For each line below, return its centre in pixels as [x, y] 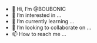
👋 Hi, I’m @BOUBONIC [39, 9]
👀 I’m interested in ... [36, 15]
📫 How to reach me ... [39, 34]
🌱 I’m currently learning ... [43, 21]
